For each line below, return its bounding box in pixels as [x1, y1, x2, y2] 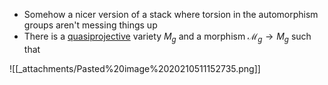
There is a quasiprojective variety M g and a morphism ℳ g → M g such [23, 30, 312, 44]
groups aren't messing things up [23, 19, 158, 31]
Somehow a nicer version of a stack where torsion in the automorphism [23, 9, 319, 20]
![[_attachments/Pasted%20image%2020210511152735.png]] [9, 62, 261, 74]
